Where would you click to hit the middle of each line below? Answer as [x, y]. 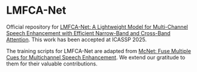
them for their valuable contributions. [52, 64]
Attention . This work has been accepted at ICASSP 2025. [76, 39]
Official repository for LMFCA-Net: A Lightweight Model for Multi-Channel [97, 27]
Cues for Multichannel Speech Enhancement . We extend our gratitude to [96, 57]
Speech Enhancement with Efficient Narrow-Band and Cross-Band [88, 33]
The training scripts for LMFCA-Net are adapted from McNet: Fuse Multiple [99, 51]
